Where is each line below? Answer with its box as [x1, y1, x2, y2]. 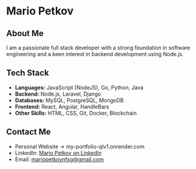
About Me [6, 28, 44, 38]
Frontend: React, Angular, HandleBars [14, 103, 110, 110]
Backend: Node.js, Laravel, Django [14, 90, 101, 97]
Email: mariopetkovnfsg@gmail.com [14, 155, 104, 163]
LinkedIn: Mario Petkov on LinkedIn [14, 149, 102, 156]
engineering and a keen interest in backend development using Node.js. [6, 51, 184, 58]
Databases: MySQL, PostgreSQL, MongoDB [14, 96, 124, 103]
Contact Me [6, 127, 51, 137]
